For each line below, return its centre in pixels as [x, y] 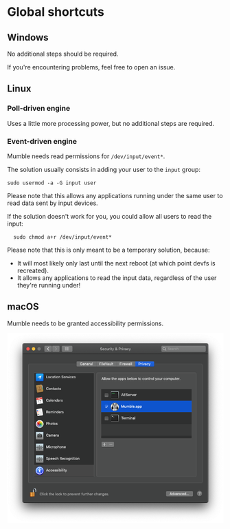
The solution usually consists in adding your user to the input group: [104, 169]
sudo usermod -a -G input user [52, 183]
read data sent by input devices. [53, 203]
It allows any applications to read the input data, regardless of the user [117, 278]
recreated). [33, 270]
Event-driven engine [42, 141]
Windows [28, 37]
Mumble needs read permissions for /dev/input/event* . [86, 156]
